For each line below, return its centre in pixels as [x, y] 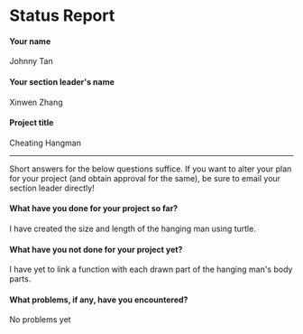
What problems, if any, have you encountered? [99, 300]
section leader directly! [52, 188]
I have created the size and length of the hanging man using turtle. [133, 228]
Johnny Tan [31, 61]
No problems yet [40, 320]
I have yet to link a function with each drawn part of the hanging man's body [151, 269]
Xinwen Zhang [36, 102]
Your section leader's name [62, 81]
